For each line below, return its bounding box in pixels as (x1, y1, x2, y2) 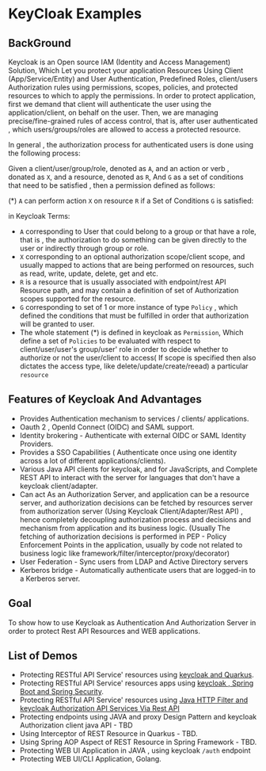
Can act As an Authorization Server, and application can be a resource (19, 489, 249, 499)
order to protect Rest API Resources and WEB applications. (8, 626, 200, 636)
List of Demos (8, 649, 78, 662)
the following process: (8, 148, 81, 158)
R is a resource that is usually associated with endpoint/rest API (19, 277, 227, 286)
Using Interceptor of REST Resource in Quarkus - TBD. (19, 729, 198, 739)
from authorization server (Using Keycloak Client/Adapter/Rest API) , (19, 506, 243, 516)
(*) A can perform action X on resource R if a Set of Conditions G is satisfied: (8, 196, 254, 205)
